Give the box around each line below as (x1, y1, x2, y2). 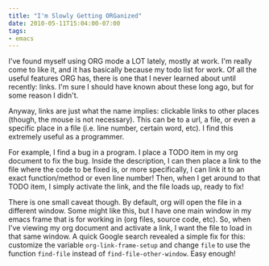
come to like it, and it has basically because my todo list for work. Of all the (8, 65, 258, 75)
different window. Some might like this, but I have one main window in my (8, 206, 252, 216)
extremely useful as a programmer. (8, 132, 125, 142)
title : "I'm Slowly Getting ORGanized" (8, 11, 143, 20)
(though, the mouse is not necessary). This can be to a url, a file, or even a (8, 114, 256, 125)
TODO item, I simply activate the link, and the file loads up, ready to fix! (8, 182, 244, 192)
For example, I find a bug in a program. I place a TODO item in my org (8, 148, 238, 157)
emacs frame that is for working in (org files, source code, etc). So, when (8, 214, 251, 224)
